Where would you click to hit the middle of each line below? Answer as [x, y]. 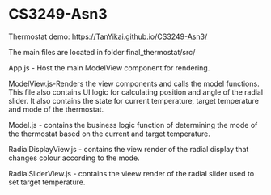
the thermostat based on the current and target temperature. [109, 134]
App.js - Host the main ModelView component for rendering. [109, 68]
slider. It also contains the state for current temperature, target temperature [133, 100]
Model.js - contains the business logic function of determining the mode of [133, 125]
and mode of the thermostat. [56, 109]
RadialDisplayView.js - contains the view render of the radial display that [129, 149]
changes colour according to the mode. [74, 158]
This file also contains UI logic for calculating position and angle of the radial [136, 92]
